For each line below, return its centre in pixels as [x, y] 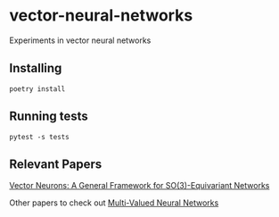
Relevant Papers [56, 164]
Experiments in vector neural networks [80, 40]
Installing [36, 68]
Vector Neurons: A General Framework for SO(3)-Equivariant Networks [139, 186]
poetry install [37, 89]
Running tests [49, 117]
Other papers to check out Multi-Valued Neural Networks [114, 203]
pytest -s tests [39, 137]
